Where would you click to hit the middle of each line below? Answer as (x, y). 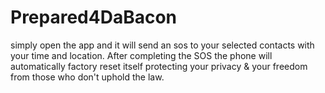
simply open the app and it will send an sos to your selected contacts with (162, 45)
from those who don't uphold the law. (87, 77)
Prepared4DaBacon (94, 17)
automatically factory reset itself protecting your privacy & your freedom (159, 66)
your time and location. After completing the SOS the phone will (141, 55)
